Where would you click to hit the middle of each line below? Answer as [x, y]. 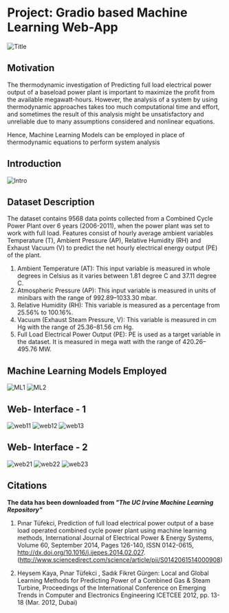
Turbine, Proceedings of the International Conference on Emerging [111, 587]
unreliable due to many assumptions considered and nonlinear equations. [111, 121]
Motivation [31, 68]
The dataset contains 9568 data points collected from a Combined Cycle [110, 219]
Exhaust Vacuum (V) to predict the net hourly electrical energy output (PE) [112, 248]
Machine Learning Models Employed [87, 371]
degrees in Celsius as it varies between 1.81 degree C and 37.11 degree [117, 276]
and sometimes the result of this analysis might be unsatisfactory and [106, 114]
